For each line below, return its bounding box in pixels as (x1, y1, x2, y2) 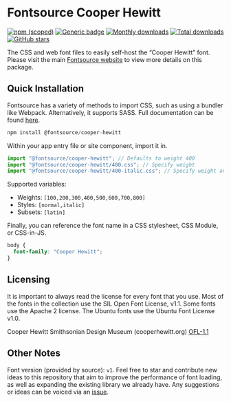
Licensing (7, 274, 50, 286)
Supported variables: (7, 180, 67, 189)
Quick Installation (7, 83, 85, 94)
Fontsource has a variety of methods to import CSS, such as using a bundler (7, 101, 223, 109)
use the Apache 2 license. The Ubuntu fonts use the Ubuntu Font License (7, 306, 215, 315)
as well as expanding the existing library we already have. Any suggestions (7, 380, 220, 388)
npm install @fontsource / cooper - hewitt (7, 129, 122, 136)
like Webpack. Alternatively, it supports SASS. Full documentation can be (7, 108, 214, 116)
